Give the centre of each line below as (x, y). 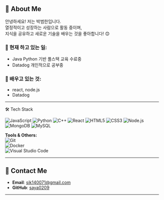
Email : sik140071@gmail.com (41, 182)
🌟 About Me (23, 9)
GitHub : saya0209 (31, 188)
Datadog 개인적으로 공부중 (38, 65)
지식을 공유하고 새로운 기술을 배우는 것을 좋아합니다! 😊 (57, 33)
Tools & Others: (21, 135)
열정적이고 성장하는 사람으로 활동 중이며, (43, 27)
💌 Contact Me (26, 170)
